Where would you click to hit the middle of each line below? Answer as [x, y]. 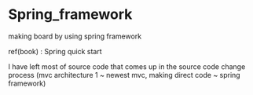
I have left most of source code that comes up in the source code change [127, 66]
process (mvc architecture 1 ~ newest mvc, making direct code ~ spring [125, 75]
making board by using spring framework [75, 36]
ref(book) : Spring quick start [55, 51]
